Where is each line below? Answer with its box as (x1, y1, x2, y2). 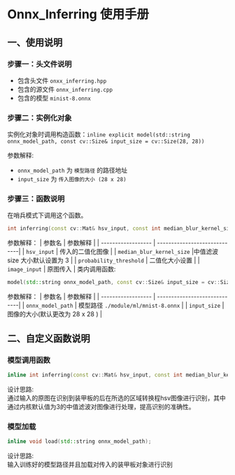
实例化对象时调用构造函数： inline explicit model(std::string (7, 130, 191, 139)
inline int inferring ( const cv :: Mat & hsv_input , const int (7, 371, 183, 378)
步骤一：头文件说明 (7, 59, 72, 69)
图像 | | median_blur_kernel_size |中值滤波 (96, 248, 219, 256)
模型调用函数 (7, 355, 51, 364)
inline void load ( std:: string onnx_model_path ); (7, 438, 152, 445)
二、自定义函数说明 (7, 332, 90, 344)
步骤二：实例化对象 (7, 113, 72, 122)
